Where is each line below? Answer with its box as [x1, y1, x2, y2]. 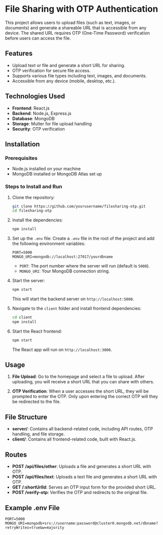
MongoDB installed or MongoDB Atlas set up [12, 171, 102, 177]
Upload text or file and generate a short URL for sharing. [12, 62, 125, 68]
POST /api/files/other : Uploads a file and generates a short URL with [12, 464, 151, 469]
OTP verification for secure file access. [12, 67, 91, 73]
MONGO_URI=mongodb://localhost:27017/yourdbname [12, 254, 113, 260]
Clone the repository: [12, 194, 55, 200]
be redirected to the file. [12, 399, 61, 404]
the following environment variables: [12, 241, 85, 246]
